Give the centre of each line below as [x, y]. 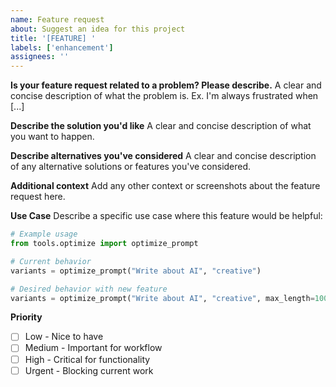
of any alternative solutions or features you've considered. [131, 167]
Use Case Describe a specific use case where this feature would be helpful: [166, 216]
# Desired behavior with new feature [89, 289]
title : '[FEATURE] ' [53, 38]
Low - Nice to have [64, 337]
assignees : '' [40, 57]
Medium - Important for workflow [93, 348]
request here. [38, 197]
